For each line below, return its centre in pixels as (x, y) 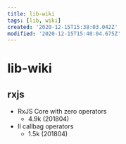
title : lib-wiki (31, 14)
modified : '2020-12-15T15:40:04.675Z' (64, 34)
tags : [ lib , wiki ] (34, 20)
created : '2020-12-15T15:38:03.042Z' (63, 27)
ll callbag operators (45, 126)
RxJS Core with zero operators (62, 112)
